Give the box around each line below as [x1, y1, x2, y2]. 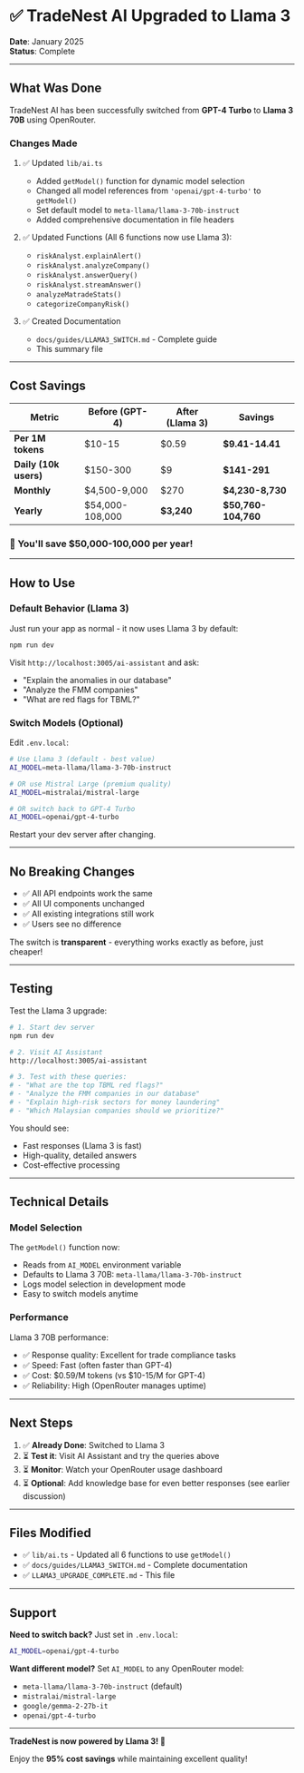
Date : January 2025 [9, 35, 84, 46]
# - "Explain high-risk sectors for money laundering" [9, 1098, 221, 1107]
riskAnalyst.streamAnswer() [35, 280, 142, 290]
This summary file [35, 344, 104, 355]
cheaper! [9, 946, 43, 957]
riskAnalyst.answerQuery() [35, 271, 138, 280]
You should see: [9, 1122, 70, 1133]
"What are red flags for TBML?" [22, 693, 140, 704]
